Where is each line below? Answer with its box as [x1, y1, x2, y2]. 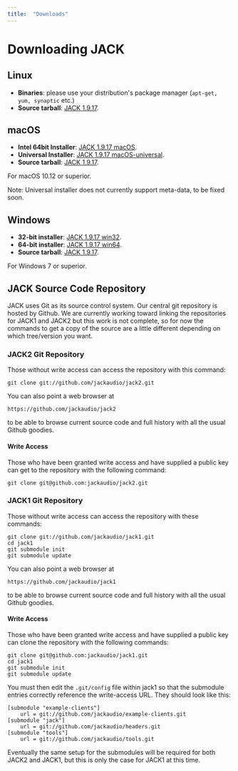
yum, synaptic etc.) [17, 95, 75, 104]
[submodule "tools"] [7, 730, 69, 737]
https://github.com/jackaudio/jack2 [7, 405, 116, 413]
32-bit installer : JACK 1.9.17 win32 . [17, 233, 122, 242]
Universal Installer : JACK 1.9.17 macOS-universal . [17, 150, 165, 159]
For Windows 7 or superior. [7, 262, 87, 271]
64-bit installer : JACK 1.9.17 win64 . [17, 240, 123, 249]
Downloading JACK [7, 41, 125, 57]
